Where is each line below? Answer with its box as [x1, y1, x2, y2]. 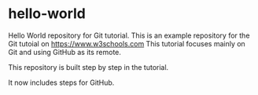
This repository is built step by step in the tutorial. [8, 62, 169, 71]
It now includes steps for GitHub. [8, 78, 115, 87]
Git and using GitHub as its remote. [8, 47, 122, 57]
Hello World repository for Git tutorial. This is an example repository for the [8, 31, 250, 40]
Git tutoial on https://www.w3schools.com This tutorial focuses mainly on [8, 38, 245, 48]
